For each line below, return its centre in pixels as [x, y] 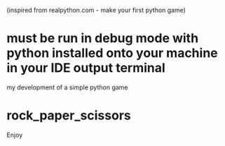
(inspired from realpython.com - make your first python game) [96, 10]
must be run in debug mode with [103, 38]
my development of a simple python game [67, 87]
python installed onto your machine [112, 53]
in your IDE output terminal [86, 68]
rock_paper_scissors [69, 116]
